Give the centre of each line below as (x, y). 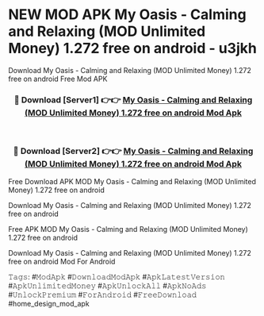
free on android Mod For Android (62, 261)
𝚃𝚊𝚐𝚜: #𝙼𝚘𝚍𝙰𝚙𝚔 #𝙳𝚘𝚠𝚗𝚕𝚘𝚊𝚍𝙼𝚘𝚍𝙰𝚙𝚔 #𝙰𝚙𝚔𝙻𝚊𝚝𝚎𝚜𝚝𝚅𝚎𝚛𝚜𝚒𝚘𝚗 (117, 276)
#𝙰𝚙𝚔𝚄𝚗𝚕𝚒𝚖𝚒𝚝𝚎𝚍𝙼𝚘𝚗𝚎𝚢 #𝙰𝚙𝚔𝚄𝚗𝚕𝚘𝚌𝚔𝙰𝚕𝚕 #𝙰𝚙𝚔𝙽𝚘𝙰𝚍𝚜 (107, 285)
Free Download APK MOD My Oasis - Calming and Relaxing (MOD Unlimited (132, 181)
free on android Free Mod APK (58, 79)
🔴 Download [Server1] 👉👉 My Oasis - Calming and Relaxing (133, 99)
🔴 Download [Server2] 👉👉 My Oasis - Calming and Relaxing (133, 151)
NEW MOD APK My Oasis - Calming (128, 15)
